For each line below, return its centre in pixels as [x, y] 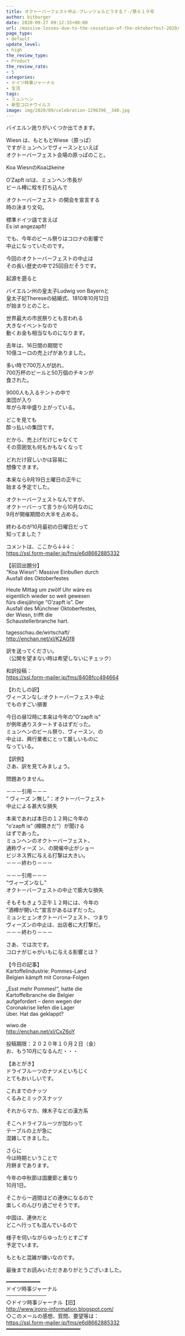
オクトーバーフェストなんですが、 [47, 499]
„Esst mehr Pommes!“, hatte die [44, 989]
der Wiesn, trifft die [29, 615]
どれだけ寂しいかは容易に [37, 460]
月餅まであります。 [29, 1166]
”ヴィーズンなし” [26, 883]
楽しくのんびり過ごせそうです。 [45, 1205]
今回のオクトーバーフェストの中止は [50, 259]
